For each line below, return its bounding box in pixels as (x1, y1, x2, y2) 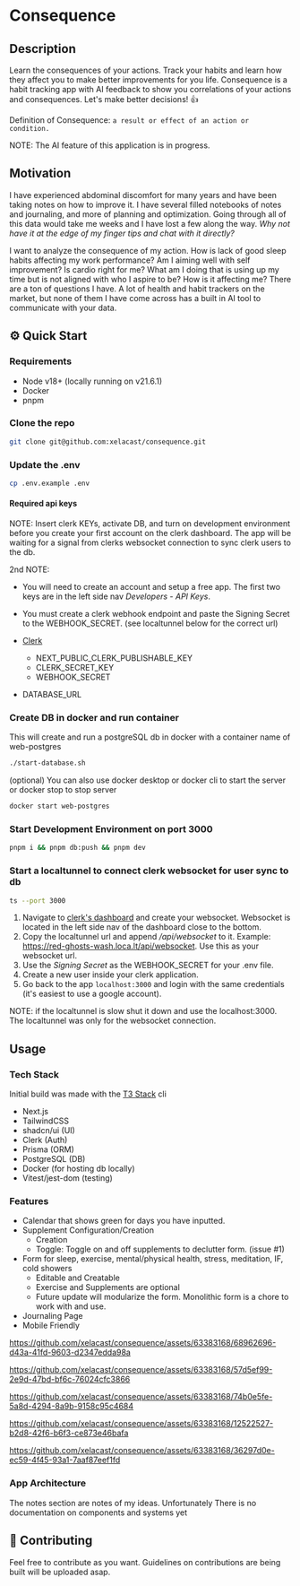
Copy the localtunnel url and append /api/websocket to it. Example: (21, 932, 271, 942)
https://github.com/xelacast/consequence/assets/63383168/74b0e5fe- (9, 1391, 273, 1402)
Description (9, 41, 76, 56)
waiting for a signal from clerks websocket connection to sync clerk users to (9, 537, 291, 548)
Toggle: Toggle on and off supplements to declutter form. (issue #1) (35, 1244, 285, 1255)
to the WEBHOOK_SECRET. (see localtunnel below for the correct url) (21, 618, 279, 628)
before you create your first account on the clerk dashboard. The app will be (9, 528, 292, 539)
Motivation (9, 166, 72, 181)
